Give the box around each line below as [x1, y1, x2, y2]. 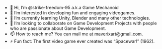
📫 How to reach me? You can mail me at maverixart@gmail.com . [9, 31, 143, 37]
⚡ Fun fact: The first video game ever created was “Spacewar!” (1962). [9, 38, 155, 44]
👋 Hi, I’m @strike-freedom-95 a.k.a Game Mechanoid [9, 5, 119, 10]
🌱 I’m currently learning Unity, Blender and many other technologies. [9, 15, 151, 21]
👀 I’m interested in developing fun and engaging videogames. [9, 10, 136, 16]
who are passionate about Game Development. [9, 25, 106, 31]
